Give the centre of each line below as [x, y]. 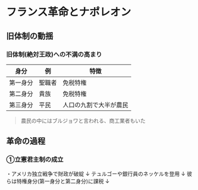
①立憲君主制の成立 [35, 160]
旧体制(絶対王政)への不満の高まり [54, 54]
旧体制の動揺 [30, 36]
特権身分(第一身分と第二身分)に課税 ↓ [63, 181]
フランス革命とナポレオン [69, 12]
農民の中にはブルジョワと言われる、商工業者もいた [83, 121]
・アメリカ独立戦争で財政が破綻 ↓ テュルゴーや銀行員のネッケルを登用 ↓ [96, 173]
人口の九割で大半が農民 [96, 104]
